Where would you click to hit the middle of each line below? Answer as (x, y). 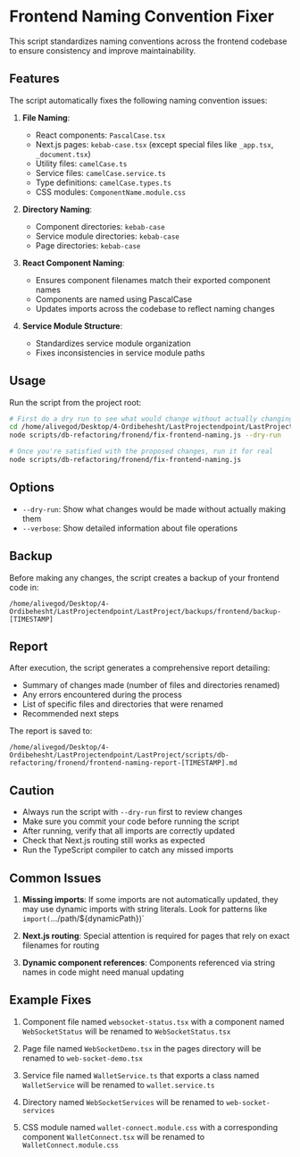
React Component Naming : (73, 263)
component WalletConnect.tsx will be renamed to (113, 1136)
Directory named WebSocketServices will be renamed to (123, 1102)
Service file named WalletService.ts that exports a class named (141, 1075)
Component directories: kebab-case (100, 226)
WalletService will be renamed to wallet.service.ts (118, 1085)
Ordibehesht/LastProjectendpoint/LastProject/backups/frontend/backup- (145, 611)
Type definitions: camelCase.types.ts (104, 182)
